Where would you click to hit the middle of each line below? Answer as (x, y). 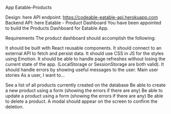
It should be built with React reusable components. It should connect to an (83, 48)
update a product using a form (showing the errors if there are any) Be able (84, 96)
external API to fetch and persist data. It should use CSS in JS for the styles (84, 53)
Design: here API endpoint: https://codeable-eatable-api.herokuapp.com (82, 17)
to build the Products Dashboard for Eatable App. (57, 28)
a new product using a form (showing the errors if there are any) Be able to (84, 90)
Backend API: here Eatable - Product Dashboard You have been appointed (83, 23)
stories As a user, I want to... (35, 75)
